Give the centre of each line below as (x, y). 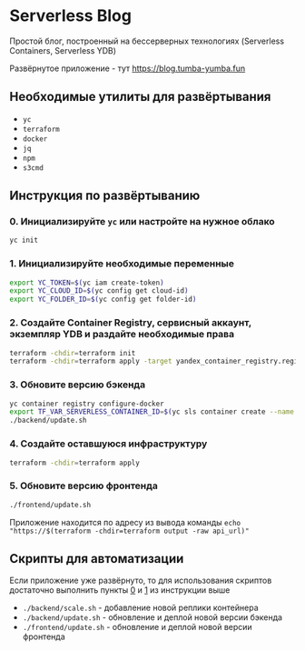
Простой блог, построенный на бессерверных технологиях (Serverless (147, 41)
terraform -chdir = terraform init (73, 353)
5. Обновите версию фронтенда (84, 486)
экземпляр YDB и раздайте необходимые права (122, 335)
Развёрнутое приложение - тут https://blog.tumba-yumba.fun (128, 68)
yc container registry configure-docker (87, 404)
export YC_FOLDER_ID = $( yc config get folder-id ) (103, 300)
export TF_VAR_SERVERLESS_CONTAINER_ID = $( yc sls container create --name (152, 412)
